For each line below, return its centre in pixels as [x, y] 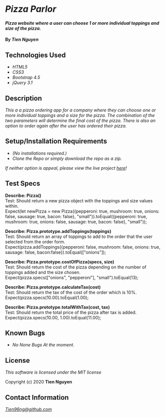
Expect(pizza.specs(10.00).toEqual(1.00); [47, 298]
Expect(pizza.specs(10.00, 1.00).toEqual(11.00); [53, 317]
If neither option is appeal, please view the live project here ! [66, 168]
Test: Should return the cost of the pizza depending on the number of [76, 267]
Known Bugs [25, 333]
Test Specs [23, 184]
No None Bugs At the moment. [43, 345]
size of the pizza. [23, 28]
